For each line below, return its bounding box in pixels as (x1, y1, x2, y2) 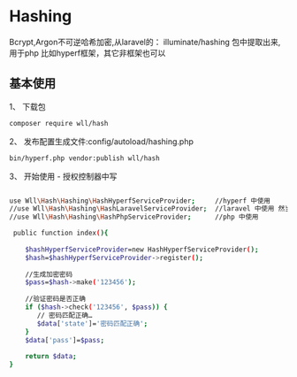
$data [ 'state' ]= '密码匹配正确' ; (36, 319, 148, 328)
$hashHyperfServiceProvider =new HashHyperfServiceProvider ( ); (25, 245, 259, 254)
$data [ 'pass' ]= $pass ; (25, 335, 104, 344)
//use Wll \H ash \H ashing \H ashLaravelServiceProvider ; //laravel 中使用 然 (9, 204, 286, 213)
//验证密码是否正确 (25, 295, 87, 304)
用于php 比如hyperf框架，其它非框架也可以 (9, 47, 166, 58)
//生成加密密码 (25, 270, 73, 279)
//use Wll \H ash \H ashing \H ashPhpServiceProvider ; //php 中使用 (9, 212, 259, 222)
